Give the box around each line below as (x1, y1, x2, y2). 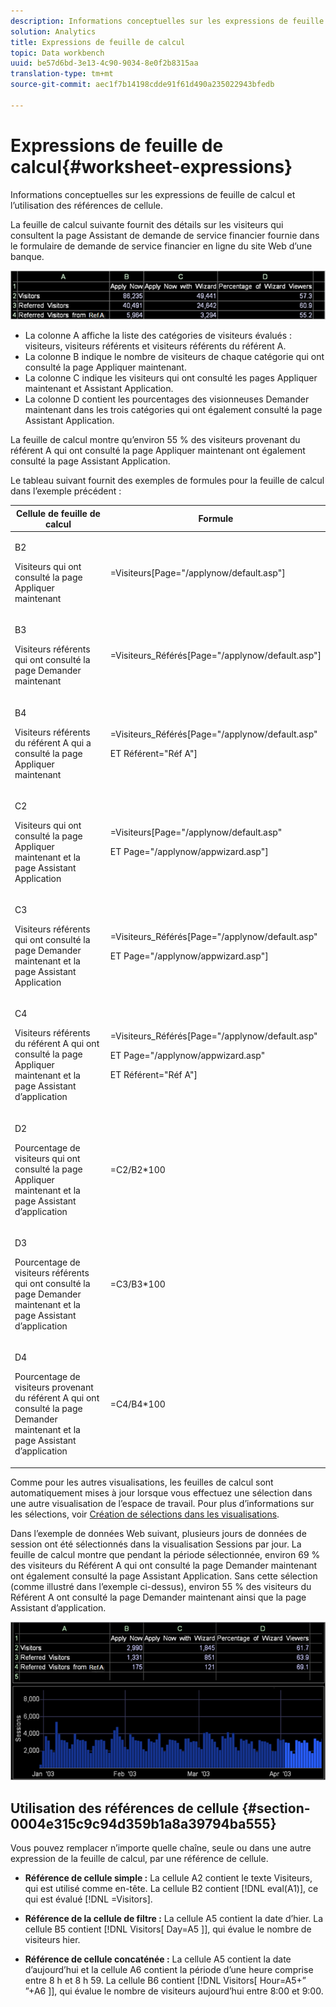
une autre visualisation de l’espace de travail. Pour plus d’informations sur (10, 1497, 315, 1509)
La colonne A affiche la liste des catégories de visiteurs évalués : (24, 330, 293, 342)
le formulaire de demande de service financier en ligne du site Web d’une (10, 240, 313, 252)
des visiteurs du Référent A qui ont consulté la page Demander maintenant (10, 1559, 318, 1571)
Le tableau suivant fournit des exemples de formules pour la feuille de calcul (10, 475, 325, 487)
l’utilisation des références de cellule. (10, 199, 163, 211)
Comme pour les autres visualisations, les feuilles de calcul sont (10, 1476, 274, 1488)
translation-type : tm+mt (10, 69, 114, 79)
